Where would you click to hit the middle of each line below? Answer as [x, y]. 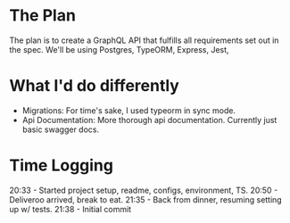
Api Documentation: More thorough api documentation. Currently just [149, 120]
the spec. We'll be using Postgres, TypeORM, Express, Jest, [119, 49]
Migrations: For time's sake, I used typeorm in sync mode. [129, 110]
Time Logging [62, 165]
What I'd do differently [95, 86]
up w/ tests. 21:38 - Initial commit [70, 209]
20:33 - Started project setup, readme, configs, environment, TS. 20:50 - [144, 190]
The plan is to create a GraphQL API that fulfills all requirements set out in [144, 40]
